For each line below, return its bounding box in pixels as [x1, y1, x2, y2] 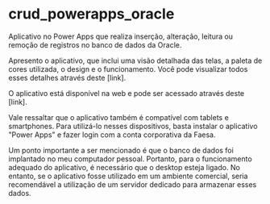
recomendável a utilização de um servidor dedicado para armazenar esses [8, 179, 257, 189]
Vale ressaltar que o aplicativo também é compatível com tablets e [8, 112, 230, 122]
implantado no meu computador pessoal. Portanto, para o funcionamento [8, 154, 252, 164]
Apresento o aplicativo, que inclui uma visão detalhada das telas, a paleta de [8, 56, 263, 65]
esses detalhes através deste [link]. [8, 73, 127, 82]
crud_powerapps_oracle [8, 5, 175, 23]
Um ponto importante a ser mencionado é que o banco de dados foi [8, 145, 234, 155]
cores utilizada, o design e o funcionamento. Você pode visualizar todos [8, 64, 248, 73]
